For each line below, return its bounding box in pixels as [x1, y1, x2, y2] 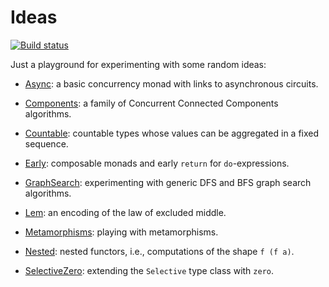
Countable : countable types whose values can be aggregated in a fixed [24, 127, 320, 139]
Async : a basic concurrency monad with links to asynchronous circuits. [24, 77, 319, 90]
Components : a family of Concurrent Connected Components [24, 97, 279, 109]
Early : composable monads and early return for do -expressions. [24, 157, 290, 169]
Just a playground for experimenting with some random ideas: [10, 58, 267, 70]
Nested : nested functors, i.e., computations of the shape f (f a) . [24, 245, 295, 257]
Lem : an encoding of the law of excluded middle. [24, 206, 227, 218]
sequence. [24, 137, 69, 150]
